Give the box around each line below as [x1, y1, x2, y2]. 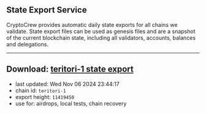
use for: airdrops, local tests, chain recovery [15, 100, 127, 107]
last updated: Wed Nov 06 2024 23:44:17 [15, 80, 120, 87]
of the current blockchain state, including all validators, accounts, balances [6, 34, 196, 42]
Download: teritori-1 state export [6, 64, 134, 75]
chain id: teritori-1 [15, 87, 66, 94]
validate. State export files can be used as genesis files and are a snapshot [6, 27, 196, 35]
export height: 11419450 [15, 93, 75, 100]
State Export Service [6, 5, 87, 15]
